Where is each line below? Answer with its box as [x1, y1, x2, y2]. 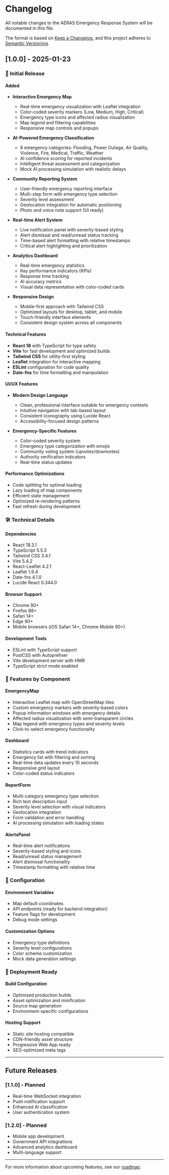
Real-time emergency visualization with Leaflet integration [20, 104, 141, 110]
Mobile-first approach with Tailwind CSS [20, 304, 104, 310]
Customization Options [5, 928, 55, 934]
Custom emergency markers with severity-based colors [12, 704, 128, 711]
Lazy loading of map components [12, 487, 82, 493]
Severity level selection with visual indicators [12, 804, 106, 810]
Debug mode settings [12, 917, 58, 923]
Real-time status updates [20, 459, 72, 465]
